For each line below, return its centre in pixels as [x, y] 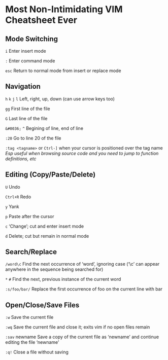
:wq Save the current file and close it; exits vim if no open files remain [78, 327]
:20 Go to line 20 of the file [33, 138]
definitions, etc [21, 159]
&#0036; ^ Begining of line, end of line [44, 128]
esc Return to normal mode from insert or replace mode [63, 70]
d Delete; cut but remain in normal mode [47, 236]
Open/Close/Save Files [42, 305]
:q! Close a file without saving [37, 352]
